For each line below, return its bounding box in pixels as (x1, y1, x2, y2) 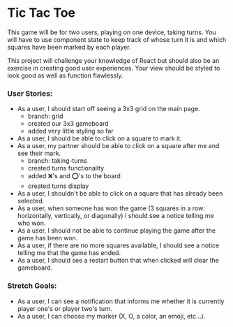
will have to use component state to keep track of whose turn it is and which (7, 35, 227, 43)
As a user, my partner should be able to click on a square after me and (17, 142, 220, 150)
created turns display (27, 182, 89, 190)
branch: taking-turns (27, 157, 87, 165)
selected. (17, 197, 45, 205)
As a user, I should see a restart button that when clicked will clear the (17, 256, 220, 265)
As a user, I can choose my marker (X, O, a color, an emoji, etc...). (17, 312, 206, 320)
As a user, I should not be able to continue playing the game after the (17, 226, 216, 235)
